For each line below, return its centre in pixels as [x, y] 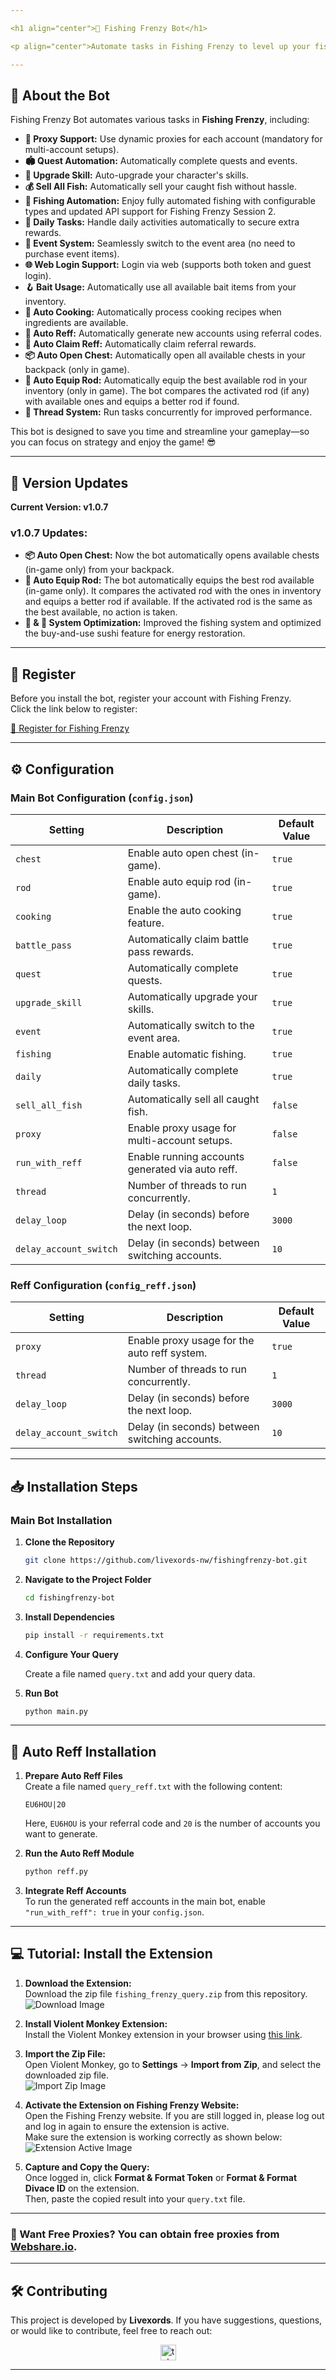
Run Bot [41, 1693]
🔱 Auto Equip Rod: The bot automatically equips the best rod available [169, 580]
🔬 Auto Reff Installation [83, 1751]
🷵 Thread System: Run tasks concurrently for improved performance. [168, 412]
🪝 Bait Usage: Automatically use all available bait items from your [160, 287]
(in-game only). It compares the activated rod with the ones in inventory [173, 591]
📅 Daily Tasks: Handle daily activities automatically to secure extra [162, 222]
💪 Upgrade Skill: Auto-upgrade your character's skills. [136, 175]
